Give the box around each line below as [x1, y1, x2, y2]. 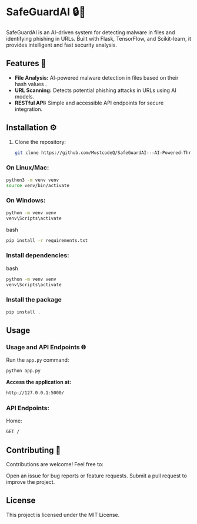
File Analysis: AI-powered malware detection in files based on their [14, 74, 179, 81]
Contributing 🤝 [6, 445, 61, 455]
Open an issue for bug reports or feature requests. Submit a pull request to [6, 472, 187, 479]
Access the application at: [6, 379, 72, 386]
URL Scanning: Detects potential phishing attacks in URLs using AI [14, 87, 176, 94]
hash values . [14, 80, 47, 87]
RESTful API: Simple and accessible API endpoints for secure [14, 99, 164, 106]
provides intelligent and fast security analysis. [6, 41, 118, 48]
